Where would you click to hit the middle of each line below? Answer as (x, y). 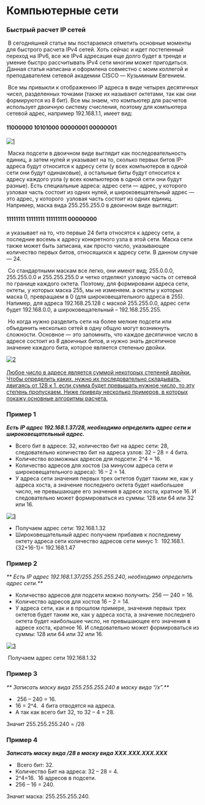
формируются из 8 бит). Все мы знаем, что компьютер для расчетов (97, 100)
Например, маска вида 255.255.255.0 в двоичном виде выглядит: (92, 205)
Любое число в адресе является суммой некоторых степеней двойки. (99, 372)
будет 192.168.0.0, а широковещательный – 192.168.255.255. (84, 309)
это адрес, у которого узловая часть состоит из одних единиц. (90, 198)
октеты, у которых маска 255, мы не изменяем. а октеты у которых (95, 290)
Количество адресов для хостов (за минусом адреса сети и (94, 465)
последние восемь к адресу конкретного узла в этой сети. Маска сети (99, 239)
